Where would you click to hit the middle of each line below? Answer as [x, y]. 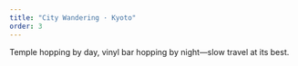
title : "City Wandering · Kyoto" [73, 18]
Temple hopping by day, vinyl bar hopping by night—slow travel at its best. [149, 52]
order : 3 [26, 26]
